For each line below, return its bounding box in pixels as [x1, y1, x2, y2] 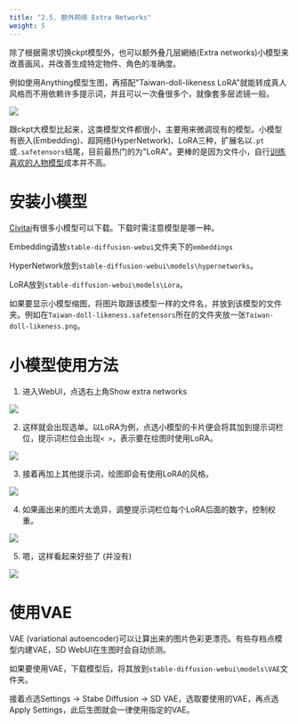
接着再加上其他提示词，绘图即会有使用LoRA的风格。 [21, 468, 213, 479]
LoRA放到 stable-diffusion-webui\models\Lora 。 [9, 280, 189, 290]
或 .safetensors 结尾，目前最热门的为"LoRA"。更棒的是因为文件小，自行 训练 [9, 146, 286, 157]
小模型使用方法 [9, 355, 119, 375]
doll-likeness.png [9, 322, 77, 331]
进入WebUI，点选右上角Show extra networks [21, 386, 188, 397]
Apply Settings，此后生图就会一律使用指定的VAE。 [9, 704, 195, 715]
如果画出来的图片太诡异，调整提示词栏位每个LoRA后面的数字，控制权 [21, 504, 276, 515]
